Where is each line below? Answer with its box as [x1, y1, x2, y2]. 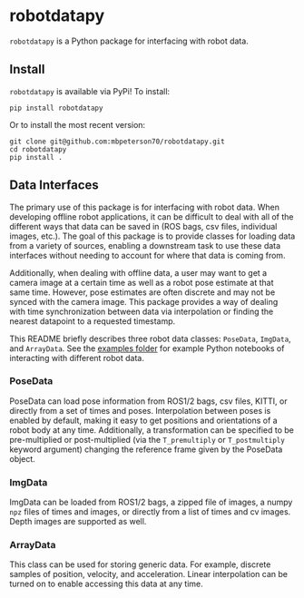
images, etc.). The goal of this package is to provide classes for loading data [9, 230, 296, 241]
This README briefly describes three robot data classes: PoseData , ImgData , [9, 333, 292, 344]
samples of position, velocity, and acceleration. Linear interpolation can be [9, 569, 289, 580]
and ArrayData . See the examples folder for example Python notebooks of [9, 342, 285, 354]
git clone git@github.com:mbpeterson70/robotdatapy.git [9, 137, 225, 146]
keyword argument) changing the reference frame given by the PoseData [9, 444, 283, 455]
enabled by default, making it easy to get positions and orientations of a [9, 415, 279, 426]
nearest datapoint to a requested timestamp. [9, 315, 176, 327]
